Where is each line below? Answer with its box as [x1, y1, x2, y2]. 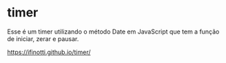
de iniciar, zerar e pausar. [7, 34, 79, 42]
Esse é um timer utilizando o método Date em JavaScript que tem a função [7, 27, 220, 36]
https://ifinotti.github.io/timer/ [7, 48, 91, 56]
